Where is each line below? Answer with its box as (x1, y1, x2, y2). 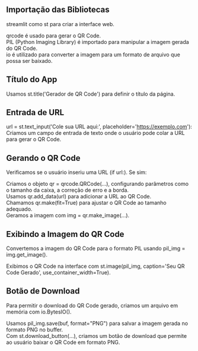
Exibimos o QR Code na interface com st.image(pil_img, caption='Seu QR (6, 263, 185, 270)
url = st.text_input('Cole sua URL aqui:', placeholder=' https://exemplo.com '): (6, 123, 193, 130)
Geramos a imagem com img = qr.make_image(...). (6, 212, 130, 219)
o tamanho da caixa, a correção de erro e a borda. (6, 186, 129, 194)
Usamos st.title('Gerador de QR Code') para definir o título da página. (6, 90, 175, 97)
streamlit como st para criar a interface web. (6, 20, 114, 27)
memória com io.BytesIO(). (6, 308, 72, 315)
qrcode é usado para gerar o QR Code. (6, 32, 101, 39)
